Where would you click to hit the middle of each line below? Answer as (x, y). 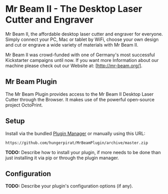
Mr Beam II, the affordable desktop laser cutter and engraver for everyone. (84, 34)
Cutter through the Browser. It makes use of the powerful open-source (80, 99)
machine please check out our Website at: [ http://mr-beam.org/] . (74, 66)
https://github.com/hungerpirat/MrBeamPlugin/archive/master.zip (77, 143)
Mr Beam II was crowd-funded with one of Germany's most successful (80, 55)
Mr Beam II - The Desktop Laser (74, 9)
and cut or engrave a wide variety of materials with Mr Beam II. (72, 45)
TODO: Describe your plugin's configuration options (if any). (69, 186)
